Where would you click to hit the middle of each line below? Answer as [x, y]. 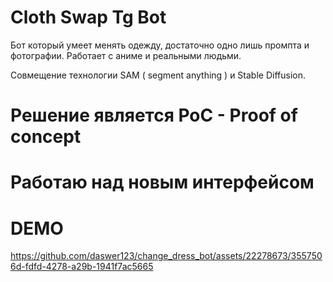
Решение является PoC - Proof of [154, 115]
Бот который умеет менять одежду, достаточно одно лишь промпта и [160, 45]
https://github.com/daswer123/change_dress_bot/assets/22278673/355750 [166, 256]
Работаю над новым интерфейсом [162, 182]
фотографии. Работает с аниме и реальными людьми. [126, 55]
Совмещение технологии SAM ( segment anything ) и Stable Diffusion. [158, 75]
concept [46, 137]
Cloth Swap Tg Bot [88, 17]
